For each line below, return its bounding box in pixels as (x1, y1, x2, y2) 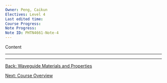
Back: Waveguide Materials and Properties (5, 63, 92, 69)
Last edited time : (5, 16, 43, 21)
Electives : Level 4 (5, 12, 46, 17)
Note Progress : (5, 26, 37, 31)
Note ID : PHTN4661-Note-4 (5, 30, 59, 35)
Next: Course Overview (5, 73, 53, 79)
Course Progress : (5, 21, 41, 26)
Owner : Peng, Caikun (5, 7, 48, 12)
